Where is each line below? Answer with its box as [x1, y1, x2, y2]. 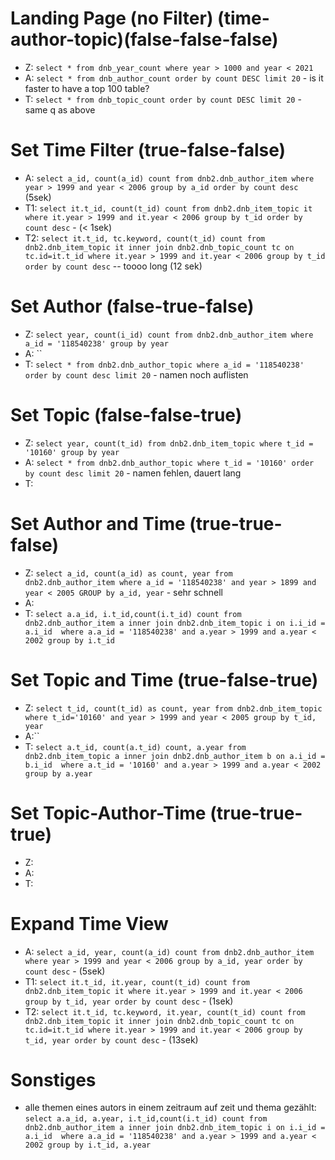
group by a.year [24, 768, 93, 779]
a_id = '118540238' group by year [24, 338, 169, 349]
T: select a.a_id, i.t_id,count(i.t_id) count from [24, 607, 242, 619]
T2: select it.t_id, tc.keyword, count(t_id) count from [24, 232, 266, 244]
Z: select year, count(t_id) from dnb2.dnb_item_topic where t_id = [24, 437, 314, 449]
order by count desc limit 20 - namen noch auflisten [24, 368, 249, 381]
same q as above [24, 103, 96, 116]
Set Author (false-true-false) [10, 295, 255, 318]
